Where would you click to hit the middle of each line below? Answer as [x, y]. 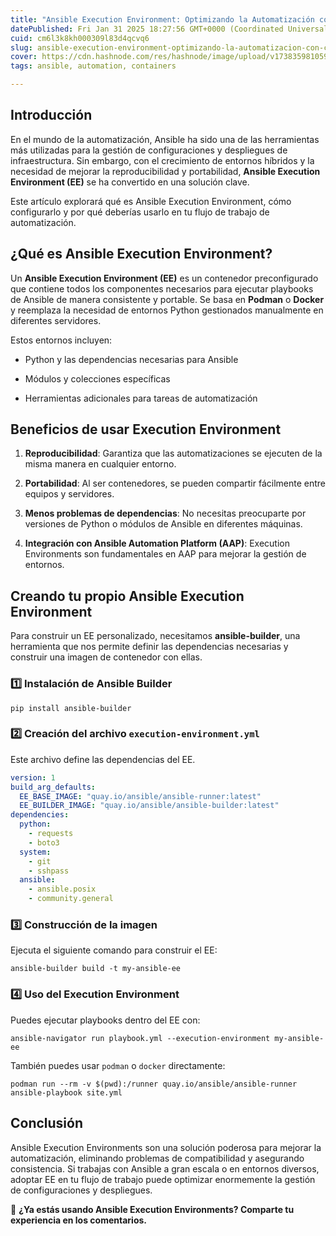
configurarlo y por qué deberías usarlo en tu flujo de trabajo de [140, 212]
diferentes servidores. [56, 320]
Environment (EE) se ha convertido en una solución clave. [130, 182]
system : [35, 852]
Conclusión [47, 1123]
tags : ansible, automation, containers [93, 66]
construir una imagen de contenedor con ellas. [106, 657]
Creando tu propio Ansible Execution [127, 596]
